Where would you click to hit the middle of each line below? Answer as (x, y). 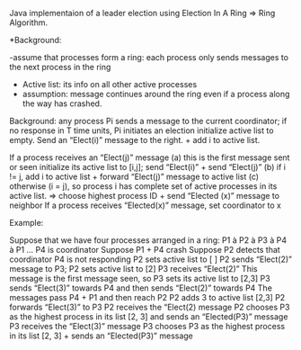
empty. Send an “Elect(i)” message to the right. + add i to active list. (135, 140)
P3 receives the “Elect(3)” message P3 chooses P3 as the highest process (147, 326)
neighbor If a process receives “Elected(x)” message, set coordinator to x (145, 205)
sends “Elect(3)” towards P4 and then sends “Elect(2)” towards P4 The (141, 288)
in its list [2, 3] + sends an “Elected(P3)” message (101, 336)
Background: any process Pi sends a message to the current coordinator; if (148, 121)
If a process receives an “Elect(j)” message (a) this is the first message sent (150, 157)
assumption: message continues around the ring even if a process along (156, 94)
